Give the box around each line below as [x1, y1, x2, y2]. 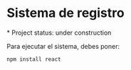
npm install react [6, 55, 61, 63]
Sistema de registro [6, 5, 125, 21]
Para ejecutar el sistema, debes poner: [6, 42, 120, 50]
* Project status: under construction [6, 28, 112, 37]
